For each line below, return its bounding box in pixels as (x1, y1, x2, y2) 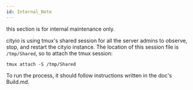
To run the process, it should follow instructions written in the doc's (6, 71, 172, 79)
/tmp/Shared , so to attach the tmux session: (6, 49, 113, 57)
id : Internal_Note (6, 8, 52, 15)
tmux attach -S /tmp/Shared (6, 61, 76, 67)
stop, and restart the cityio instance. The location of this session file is (6, 43, 179, 50)
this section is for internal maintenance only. (6, 25, 115, 32)
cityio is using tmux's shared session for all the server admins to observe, (6, 37, 188, 44)
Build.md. (6, 78, 30, 85)
